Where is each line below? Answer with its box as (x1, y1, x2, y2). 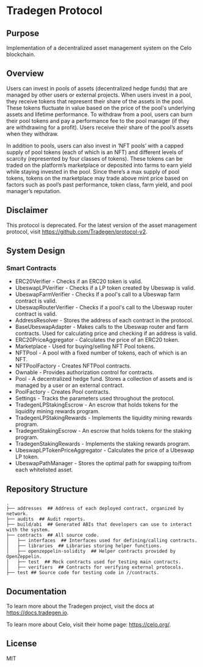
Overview (6, 68, 45, 79)
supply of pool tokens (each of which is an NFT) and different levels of (6, 148, 183, 156)
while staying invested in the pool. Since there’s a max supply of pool (6, 168, 180, 175)
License (6, 638, 37, 649)
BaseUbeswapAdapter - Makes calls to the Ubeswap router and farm (15, 323, 189, 331)
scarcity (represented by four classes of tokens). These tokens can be (6, 155, 183, 162)
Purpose (6, 28, 40, 39)
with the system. (6, 527, 51, 533)
